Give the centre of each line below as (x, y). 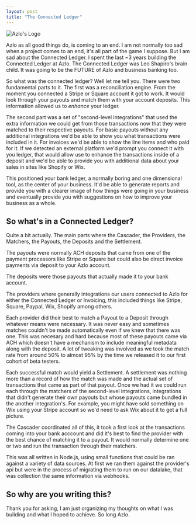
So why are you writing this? (59, 494)
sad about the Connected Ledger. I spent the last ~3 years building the (91, 57)
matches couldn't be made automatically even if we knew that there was (93, 330)
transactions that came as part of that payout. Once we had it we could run (97, 385)
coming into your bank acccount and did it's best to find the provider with (94, 433)
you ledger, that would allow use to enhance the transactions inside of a (93, 154)
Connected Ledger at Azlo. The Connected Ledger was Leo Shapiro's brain (97, 63)
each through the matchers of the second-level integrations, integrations (94, 391)
